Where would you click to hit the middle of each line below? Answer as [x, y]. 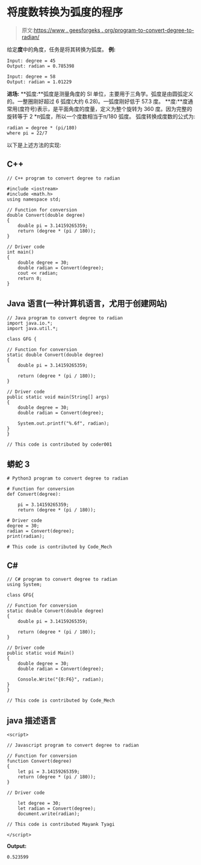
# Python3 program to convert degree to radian [68, 479]
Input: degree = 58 [31, 77]
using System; [25, 585]
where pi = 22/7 [27, 133]
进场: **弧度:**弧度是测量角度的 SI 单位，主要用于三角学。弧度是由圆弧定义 [100, 93]
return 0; [30, 278]
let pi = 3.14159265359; [49, 772]
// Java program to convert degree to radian [65, 318]
